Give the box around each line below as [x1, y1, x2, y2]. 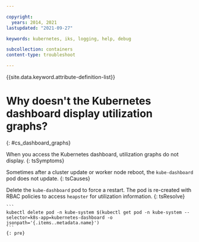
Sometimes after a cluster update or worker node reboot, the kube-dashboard [6, 168, 194, 175]
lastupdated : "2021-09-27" [6, 25, 73, 31]
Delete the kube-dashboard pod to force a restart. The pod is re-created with [6, 186, 192, 193]
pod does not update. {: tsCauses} [6, 175, 91, 182]
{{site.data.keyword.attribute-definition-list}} [6, 74, 116, 80]
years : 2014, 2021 [11, 19, 58, 26]
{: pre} [6, 230, 26, 236]
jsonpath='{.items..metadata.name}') [6, 219, 100, 226]
